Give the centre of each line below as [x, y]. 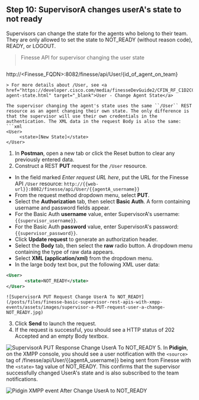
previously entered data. [44, 159]
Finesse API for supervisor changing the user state [83, 57]
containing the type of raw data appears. [64, 252]
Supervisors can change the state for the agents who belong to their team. [97, 33]
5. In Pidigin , [173, 348]
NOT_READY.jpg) [25, 313]
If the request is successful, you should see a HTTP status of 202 [94, 330]
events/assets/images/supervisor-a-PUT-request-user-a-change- [86, 307]
